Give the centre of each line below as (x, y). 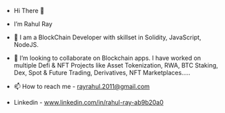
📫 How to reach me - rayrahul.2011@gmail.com (82, 86)
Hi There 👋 (29, 11)
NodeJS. (26, 44)
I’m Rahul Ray (33, 24)
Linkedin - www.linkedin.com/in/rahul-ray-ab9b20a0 (89, 102)
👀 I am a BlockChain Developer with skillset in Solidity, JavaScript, (107, 37)
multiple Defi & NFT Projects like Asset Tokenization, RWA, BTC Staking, (116, 65)
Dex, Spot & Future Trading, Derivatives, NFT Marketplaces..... (102, 73)
